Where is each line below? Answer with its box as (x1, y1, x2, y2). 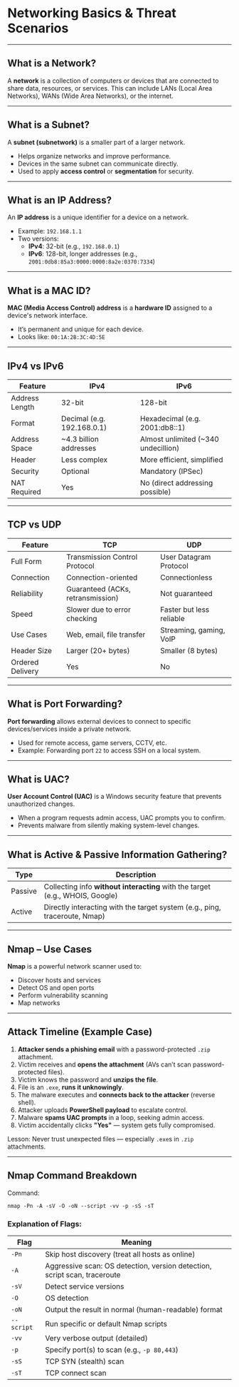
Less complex (61, 455, 108, 465)
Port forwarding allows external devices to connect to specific (7, 717, 191, 725)
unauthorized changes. (7, 800, 75, 808)
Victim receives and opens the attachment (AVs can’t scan (17, 1060, 192, 1069)
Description (115, 869, 156, 879)
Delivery (11, 666, 39, 676)
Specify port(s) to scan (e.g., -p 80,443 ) (45, 1344, 179, 1354)
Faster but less (159, 605, 210, 615)
